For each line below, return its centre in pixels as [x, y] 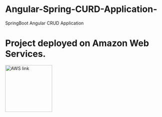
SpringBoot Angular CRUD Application [44, 23]
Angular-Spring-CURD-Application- [81, 9]
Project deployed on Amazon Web [77, 43]
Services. [25, 54]
